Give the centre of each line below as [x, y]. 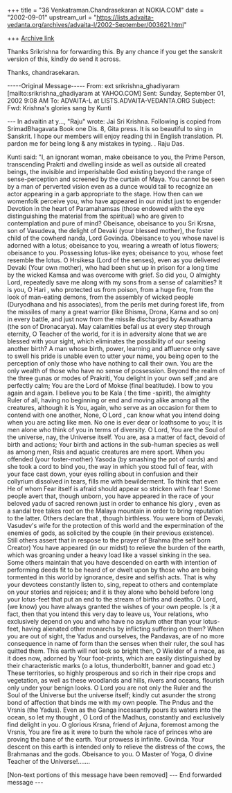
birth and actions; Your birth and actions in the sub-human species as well [113, 444]
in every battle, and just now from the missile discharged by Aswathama [110, 319]
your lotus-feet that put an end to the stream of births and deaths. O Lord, [113, 599]
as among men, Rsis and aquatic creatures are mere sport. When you [106, 452]
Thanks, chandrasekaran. [44, 73]
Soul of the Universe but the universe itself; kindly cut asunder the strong [111, 695]
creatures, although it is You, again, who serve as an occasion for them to [112, 408]
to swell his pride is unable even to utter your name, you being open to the [113, 356]
